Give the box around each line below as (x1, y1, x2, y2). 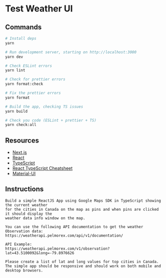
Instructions (5, 185, 44, 193)
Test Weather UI (5, 3, 73, 14)
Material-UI (12, 170, 36, 177)
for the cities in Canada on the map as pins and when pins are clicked (5, 207, 159, 212)
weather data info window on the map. (5, 215, 85, 221)
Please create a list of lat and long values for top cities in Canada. (5, 259, 159, 264)
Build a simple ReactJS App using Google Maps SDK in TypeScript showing (5, 198, 162, 203)
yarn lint (5, 68, 26, 73)
